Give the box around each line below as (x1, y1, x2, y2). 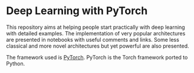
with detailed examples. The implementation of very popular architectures (6, 29, 186, 36)
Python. (6, 60, 25, 67)
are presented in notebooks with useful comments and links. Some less (6, 36, 180, 43)
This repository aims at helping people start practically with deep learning (6, 24, 185, 31)
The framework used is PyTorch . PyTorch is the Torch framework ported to (6, 54, 188, 61)
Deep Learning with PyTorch (6, 4, 148, 18)
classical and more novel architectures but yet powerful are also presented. (6, 42, 189, 49)
